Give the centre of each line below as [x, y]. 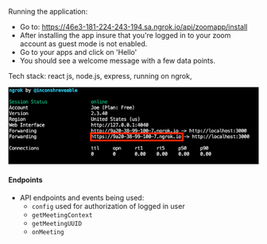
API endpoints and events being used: [82, 197]
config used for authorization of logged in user [108, 206]
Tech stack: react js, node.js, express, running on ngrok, [100, 76]
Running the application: [48, 12]
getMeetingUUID [56, 223]
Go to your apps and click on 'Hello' [78, 52]
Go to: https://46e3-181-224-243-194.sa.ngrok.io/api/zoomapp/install [133, 27]
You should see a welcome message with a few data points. [118, 60]
